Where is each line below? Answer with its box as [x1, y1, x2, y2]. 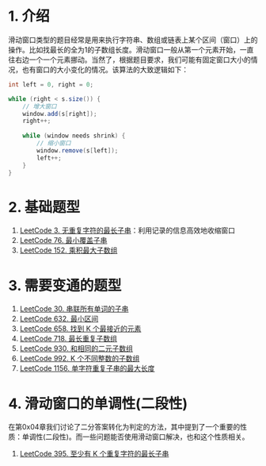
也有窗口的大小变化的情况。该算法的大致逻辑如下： [21, 64, 188, 74]
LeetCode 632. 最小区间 [19, 314, 99, 324]
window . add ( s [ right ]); [22, 110, 97, 117]
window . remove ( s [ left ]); [36, 146, 119, 155]
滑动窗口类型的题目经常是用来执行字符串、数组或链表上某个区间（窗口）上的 [8, 35, 258, 44]
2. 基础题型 [8, 198, 81, 216]
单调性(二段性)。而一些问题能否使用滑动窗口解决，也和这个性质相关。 [21, 432, 249, 441]
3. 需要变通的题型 [8, 276, 122, 295]
